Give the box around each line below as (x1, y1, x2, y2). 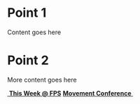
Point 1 (7, 5, 47, 21)
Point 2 (7, 52, 49, 68)
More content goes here (7, 75, 77, 84)
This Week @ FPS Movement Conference (8, 89, 132, 97)
